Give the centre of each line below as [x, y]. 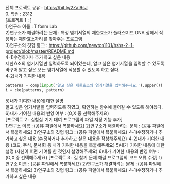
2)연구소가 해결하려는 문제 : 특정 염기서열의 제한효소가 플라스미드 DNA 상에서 [82, 33]
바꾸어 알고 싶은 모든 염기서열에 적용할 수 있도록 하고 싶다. [62, 70]
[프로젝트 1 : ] [18, 20]
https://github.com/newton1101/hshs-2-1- [91, 45]
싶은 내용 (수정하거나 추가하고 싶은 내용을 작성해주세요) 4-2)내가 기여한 [89, 139]
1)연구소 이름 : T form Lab [31, 26]
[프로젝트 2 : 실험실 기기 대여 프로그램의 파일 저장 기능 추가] [64, 119]
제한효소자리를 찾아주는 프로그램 [50, 39]
